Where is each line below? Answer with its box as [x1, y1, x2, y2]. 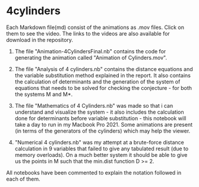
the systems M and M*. [14, 91, 73, 98]
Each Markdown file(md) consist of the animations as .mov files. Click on [6, 24, 184, 31]
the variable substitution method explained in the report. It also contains [14, 72, 191, 79]
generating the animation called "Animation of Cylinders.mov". [14, 54, 168, 61]
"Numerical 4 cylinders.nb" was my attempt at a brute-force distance [14, 138, 184, 146]
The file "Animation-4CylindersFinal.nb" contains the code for [14, 47, 166, 54]
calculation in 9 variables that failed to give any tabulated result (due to [14, 145, 189, 152]
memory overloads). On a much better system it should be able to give [14, 151, 188, 158]
